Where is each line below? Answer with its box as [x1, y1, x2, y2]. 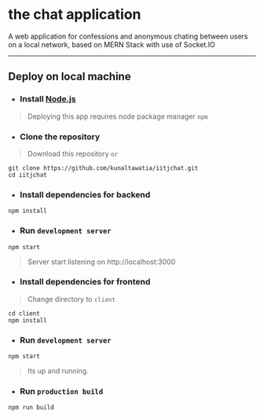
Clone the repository [19, 131, 101, 142]
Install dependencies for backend [19, 189, 151, 200]
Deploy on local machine [8, 70, 131, 83]
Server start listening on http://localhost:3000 [27, 257, 176, 266]
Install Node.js [19, 94, 76, 105]
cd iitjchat [8, 171, 47, 178]
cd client [8, 309, 41, 318]
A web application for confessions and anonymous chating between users [8, 31, 248, 41]
